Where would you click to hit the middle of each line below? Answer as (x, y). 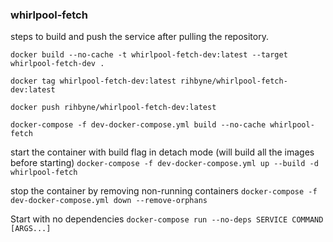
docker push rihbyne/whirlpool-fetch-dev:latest (113, 108)
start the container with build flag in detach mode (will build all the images (162, 152)
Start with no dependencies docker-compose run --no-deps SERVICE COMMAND (167, 219)
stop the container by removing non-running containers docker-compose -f (164, 191)
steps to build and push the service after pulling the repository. (139, 37)
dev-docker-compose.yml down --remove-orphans (109, 201)
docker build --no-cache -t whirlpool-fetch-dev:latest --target (149, 55)
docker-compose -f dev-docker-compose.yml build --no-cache (138, 125)
